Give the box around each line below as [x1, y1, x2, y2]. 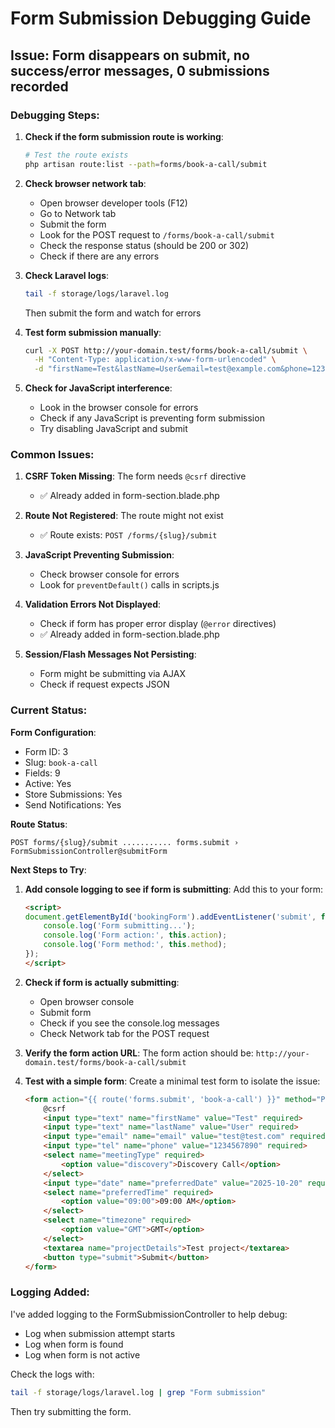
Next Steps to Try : [10, 863, 87, 876]
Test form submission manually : [24, 326, 162, 338]
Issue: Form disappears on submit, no [10, 47, 250, 64]
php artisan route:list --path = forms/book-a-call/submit [24, 159, 268, 169]
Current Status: [10, 703, 88, 717]
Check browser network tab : [24, 177, 147, 189]
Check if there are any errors [39, 250, 160, 262]
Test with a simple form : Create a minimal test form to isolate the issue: [24, 1075, 321, 1087]
